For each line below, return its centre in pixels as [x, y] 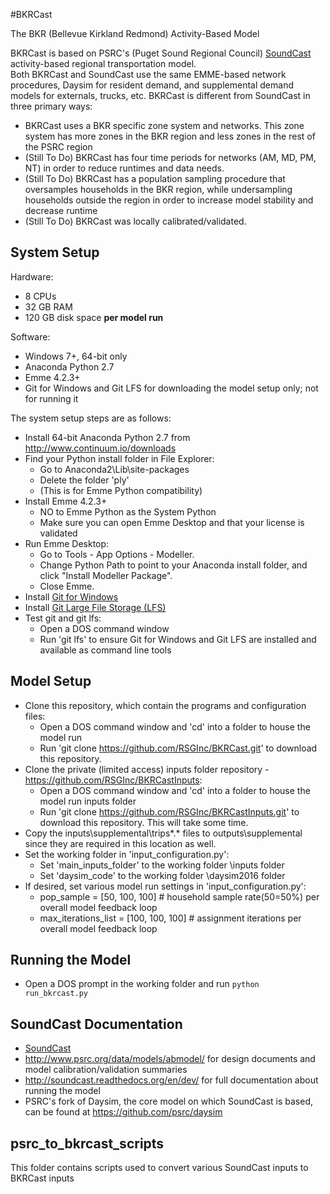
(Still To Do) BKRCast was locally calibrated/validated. [135, 221]
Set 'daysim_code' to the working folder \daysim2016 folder [162, 875]
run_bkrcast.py [56, 994]
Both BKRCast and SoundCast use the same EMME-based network [148, 74]
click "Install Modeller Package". [106, 575]
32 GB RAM [48, 306]
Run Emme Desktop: [67, 543]
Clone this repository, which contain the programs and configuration [165, 705]
